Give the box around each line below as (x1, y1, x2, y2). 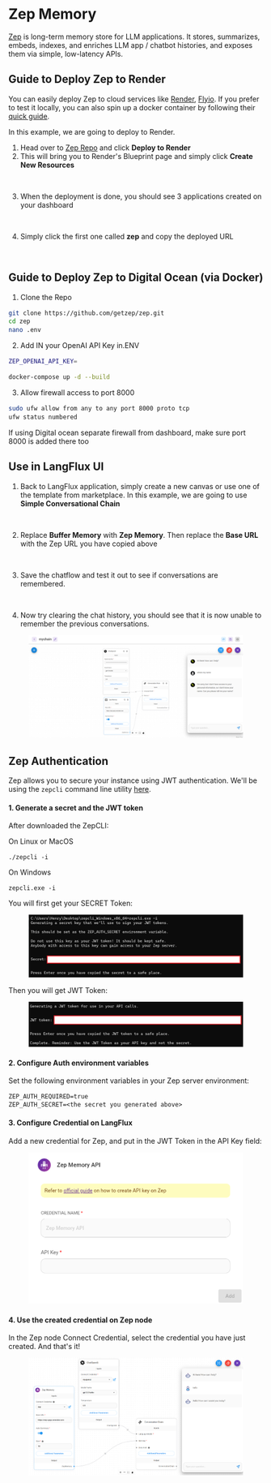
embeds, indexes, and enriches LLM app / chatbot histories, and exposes (8, 40, 253, 49)
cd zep (8, 317, 31, 325)
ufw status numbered (8, 413, 78, 421)
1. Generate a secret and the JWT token (8, 802, 144, 812)
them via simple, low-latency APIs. (8, 49, 124, 58)
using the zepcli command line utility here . (8, 784, 151, 794)
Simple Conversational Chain (19, 498, 121, 508)
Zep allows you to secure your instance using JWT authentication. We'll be (8, 776, 257, 785)
